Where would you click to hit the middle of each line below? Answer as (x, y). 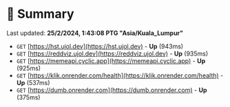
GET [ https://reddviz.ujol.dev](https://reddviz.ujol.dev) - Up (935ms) (112, 53)
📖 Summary (40, 14)
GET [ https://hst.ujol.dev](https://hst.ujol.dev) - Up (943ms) (100, 46)
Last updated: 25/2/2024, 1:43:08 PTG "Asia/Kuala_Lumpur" (95, 33)
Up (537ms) (33, 82)
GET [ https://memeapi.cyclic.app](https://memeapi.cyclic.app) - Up (111, 60)
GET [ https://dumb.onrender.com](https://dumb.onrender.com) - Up (112, 90)
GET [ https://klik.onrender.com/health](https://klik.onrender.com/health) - (120, 75)
